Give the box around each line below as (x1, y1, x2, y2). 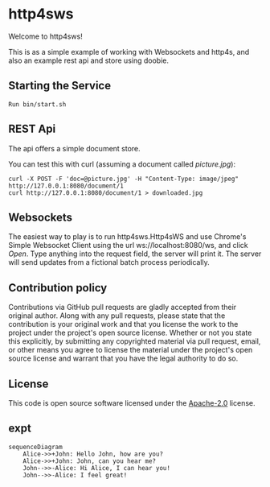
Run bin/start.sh (8, 100, 67, 109)
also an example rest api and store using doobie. (8, 56, 169, 65)
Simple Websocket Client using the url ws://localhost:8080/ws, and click (8, 241, 248, 250)
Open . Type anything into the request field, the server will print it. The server (8, 249, 262, 258)
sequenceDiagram (8, 443, 63, 451)
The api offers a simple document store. (8, 143, 141, 153)
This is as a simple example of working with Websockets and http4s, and (8, 47, 250, 56)
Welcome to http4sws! (8, 31, 83, 41)
